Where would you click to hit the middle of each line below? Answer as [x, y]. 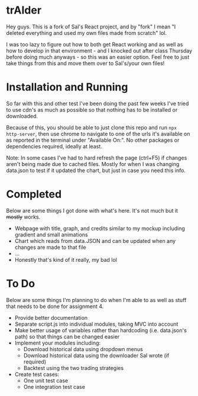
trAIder [24, 10]
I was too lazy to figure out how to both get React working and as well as [95, 44]
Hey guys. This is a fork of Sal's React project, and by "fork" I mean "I [91, 27]
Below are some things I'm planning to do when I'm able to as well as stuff [96, 300]
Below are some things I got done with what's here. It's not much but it [92, 210]
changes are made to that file [51, 247]
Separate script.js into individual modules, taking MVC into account [96, 324]
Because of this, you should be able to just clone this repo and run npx [92, 127]
